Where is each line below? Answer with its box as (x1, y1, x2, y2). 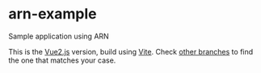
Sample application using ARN (8, 31, 109, 41)
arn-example (8, 5, 97, 23)
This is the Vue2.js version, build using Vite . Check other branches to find (8, 47, 254, 56)
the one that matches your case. (8, 55, 116, 65)
